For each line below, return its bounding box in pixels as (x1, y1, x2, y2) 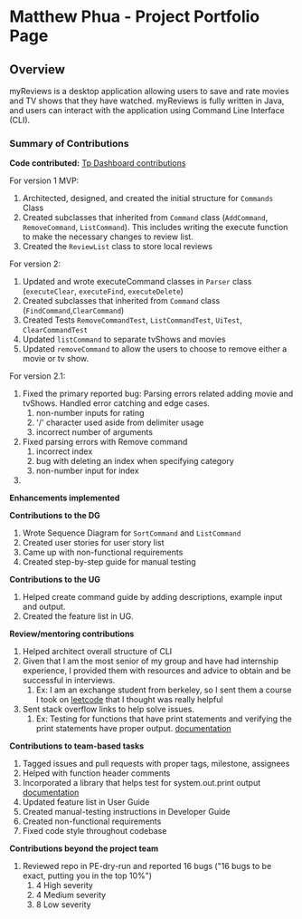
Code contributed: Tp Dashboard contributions (9, 158, 186, 169)
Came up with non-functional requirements (22, 547, 184, 558)
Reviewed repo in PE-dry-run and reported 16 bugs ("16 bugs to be (22, 861, 272, 872)
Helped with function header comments (22, 768, 171, 779)
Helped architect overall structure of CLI (22, 646, 173, 657)
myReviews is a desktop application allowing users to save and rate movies (9, 86, 289, 96)
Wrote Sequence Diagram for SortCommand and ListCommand (22, 527, 241, 538)
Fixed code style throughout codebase (22, 826, 167, 837)
